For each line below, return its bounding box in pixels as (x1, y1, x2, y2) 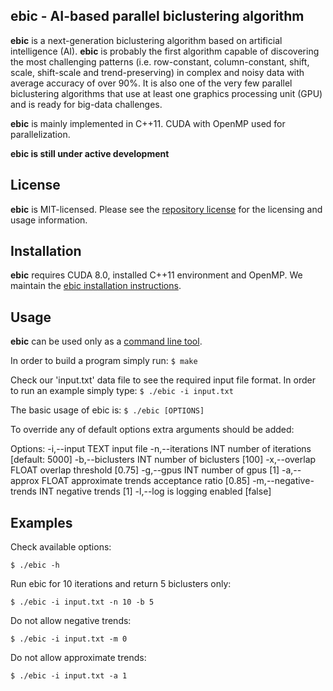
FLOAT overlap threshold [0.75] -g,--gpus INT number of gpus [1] (10, 464, 280, 476)
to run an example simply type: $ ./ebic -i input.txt (10, 385, 234, 397)
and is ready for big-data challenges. (10, 98, 163, 110)
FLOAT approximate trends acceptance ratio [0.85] (41, 475, 251, 487)
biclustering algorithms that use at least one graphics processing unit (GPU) (10, 87, 323, 99)
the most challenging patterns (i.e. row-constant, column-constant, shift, (10, 55, 310, 68)
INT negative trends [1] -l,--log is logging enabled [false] (38, 485, 272, 498)
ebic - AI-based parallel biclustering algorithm (10, 8, 305, 25)
